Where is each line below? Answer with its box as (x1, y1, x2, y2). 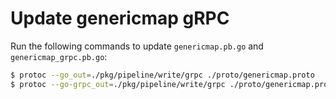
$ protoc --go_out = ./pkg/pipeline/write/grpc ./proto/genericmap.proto (10, 70, 315, 80)
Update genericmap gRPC (10, 7, 230, 30)
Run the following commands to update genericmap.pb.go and (10, 40, 264, 52)
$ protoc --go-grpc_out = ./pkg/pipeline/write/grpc (10, 79, 226, 89)
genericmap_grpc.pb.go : (10, 50, 108, 62)
